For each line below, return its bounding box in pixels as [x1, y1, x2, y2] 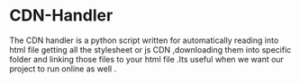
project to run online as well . [9, 63, 117, 74]
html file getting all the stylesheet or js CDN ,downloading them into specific [9, 44, 292, 54]
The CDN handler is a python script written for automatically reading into [9, 35, 279, 46]
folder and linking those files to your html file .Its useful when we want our [9, 54, 284, 64]
